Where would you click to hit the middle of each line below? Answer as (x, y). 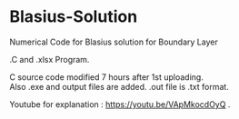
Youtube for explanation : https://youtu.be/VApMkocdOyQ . (120, 104)
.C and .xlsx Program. (50, 59)
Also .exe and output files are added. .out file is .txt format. (119, 86)
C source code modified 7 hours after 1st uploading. (107, 77)
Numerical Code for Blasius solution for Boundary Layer (114, 42)
